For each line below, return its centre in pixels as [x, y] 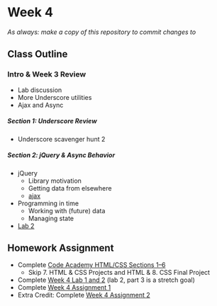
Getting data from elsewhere [70, 188]
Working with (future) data [67, 210]
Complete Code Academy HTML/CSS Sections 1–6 [91, 265]
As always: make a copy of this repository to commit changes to [102, 32]
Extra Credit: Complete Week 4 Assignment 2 [84, 295]
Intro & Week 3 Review [47, 74]
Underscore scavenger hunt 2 [61, 139]
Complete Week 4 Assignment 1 [64, 288]
